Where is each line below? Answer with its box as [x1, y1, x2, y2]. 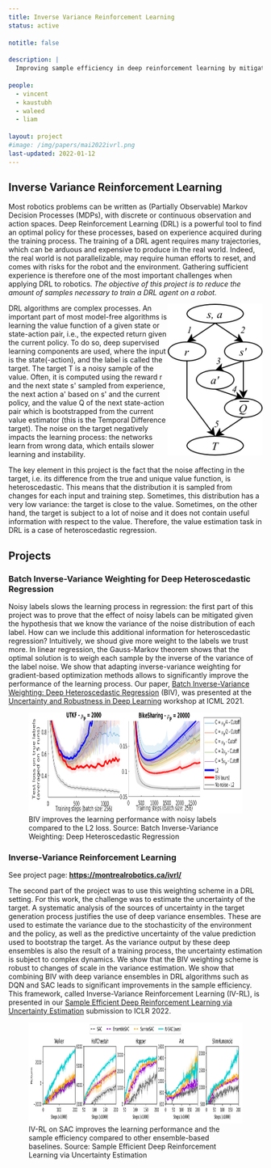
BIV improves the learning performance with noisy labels [28, 815, 217, 824]
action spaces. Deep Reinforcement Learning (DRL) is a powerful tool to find [8, 219, 262, 229]
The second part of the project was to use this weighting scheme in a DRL [8, 886, 255, 895]
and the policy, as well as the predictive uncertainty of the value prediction [8, 929, 256, 938]
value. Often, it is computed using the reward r [8, 372, 163, 382]
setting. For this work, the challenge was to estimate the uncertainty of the [8, 895, 256, 904]
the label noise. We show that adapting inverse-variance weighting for [8, 662, 242, 671]
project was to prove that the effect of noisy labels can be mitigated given [8, 611, 253, 620]
